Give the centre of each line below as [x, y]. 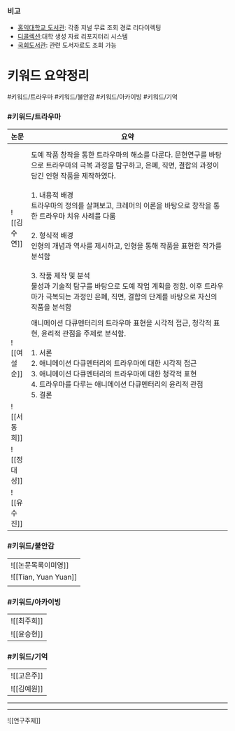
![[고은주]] [27, 676]
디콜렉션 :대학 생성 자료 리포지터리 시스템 [72, 36]
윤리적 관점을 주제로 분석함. [84, 333]
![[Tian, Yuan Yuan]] [44, 577]
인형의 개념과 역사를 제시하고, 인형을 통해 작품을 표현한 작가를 [127, 245]
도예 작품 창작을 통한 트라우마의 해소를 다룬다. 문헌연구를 [119, 154]
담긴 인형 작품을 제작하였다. [73, 175]
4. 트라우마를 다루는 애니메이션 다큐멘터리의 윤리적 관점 [117, 384]
